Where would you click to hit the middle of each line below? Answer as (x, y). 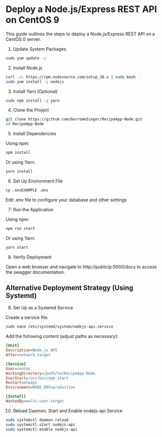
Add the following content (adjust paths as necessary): (62, 336)
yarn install (19, 171)
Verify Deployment (32, 257)
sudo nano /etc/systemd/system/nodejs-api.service (59, 327)
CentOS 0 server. (23, 39)
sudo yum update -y (26, 58)
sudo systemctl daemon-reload (37, 420)
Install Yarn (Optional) (35, 91)
